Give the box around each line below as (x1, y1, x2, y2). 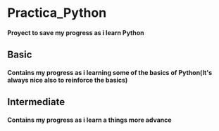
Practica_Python (7, 5, 107, 21)
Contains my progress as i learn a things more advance (7, 116, 172, 124)
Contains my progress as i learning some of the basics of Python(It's (7, 68, 213, 76)
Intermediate (7, 96, 65, 108)
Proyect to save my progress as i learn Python (7, 28, 144, 36)
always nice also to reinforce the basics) (7, 76, 128, 84)
